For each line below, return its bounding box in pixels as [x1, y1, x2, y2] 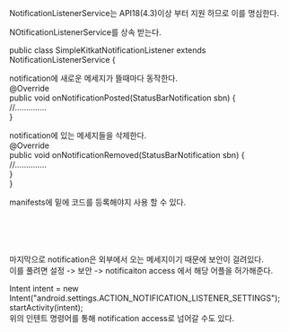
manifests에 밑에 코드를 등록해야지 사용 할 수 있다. [9, 197, 187, 207]
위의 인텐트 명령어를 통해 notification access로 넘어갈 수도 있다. [9, 313, 235, 323]
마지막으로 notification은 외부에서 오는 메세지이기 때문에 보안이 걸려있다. [9, 254, 265, 265]
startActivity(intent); [9, 302, 83, 312]
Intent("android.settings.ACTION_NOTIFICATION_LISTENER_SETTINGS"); [9, 293, 281, 303]
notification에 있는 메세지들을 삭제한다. [9, 130, 147, 141]
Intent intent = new [9, 284, 79, 293]
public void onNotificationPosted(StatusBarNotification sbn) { [9, 92, 236, 103]
